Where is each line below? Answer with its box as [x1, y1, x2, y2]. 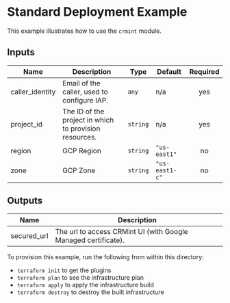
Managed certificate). [55, 235, 125, 245]
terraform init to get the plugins [16, 266, 112, 274]
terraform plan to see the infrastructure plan [16, 273, 144, 281]
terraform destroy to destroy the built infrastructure [16, 288, 164, 296]
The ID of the [62, 107, 105, 116]
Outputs [7, 195, 43, 207]
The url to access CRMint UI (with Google [55, 226, 188, 236]
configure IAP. [62, 95, 108, 105]
